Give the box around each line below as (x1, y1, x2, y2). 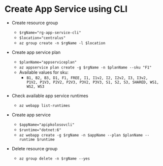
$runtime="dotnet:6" (19, 127, 62, 133)
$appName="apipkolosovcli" (19, 122, 75, 127)
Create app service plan (11, 49, 61, 55)
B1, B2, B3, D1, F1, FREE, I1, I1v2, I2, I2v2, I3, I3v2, (26, 75, 148, 80)
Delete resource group (11, 145, 58, 151)
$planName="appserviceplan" (19, 60, 77, 65)
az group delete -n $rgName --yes (19, 156, 90, 161)
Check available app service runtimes (11, 93, 89, 99)
